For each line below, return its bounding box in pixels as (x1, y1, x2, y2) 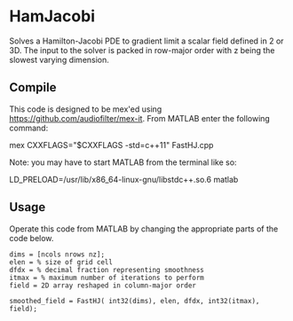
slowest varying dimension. (9, 54, 109, 65)
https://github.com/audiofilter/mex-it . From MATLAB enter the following (9, 113, 271, 123)
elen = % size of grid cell (9, 257, 114, 267)
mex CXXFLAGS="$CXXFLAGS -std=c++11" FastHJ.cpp (9, 139, 214, 150)
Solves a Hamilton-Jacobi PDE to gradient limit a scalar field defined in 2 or (9, 35, 284, 46)
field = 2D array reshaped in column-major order (9, 281, 197, 290)
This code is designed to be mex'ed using (9, 104, 162, 114)
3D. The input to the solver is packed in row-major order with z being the (9, 44, 275, 55)
